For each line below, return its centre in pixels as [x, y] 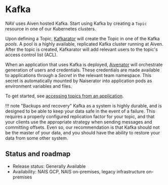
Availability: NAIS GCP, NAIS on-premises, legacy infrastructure [79, 171]
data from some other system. [37, 138]
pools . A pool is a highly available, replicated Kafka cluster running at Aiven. [84, 44]
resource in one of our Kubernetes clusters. [51, 28]
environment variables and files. [39, 86]
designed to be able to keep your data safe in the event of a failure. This [80, 111]
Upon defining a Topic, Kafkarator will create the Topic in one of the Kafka [82, 39]
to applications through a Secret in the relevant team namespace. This [78, 75]
